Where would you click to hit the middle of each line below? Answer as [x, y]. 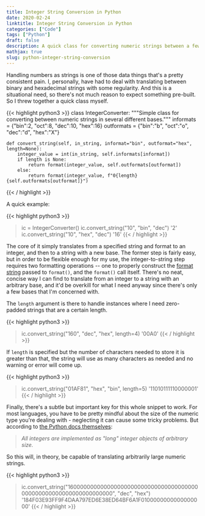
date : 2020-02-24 [28, 18]
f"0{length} [122, 175]
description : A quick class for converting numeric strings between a [98, 46]
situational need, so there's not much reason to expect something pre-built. [101, 94]
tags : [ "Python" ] [28, 35]
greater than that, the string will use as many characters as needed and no [100, 358]
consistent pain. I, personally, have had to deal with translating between [96, 81]
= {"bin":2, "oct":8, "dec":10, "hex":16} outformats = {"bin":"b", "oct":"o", [98, 125]
